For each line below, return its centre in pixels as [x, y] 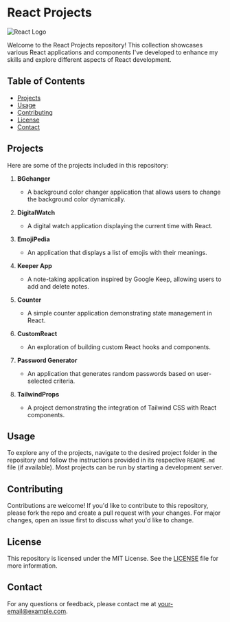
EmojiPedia [33, 239]
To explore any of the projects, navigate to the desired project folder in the [112, 453]
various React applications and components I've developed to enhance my [113, 52]
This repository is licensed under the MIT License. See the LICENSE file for [113, 558]
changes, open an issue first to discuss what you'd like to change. [101, 520]
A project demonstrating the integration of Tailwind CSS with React [122, 408]
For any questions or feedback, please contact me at [82, 603]
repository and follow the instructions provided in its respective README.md [111, 460]
